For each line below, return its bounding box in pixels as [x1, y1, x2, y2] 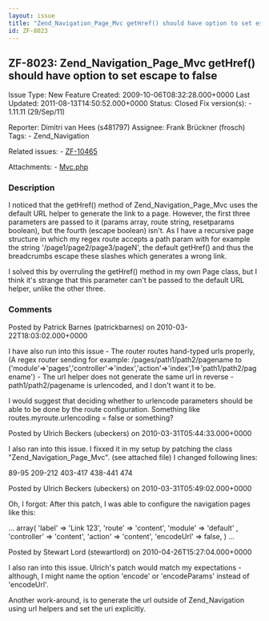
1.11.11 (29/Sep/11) [8, 107, 66, 117]
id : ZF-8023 [8, 26, 48, 34]
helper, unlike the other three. [8, 284, 106, 293]
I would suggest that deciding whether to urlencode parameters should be [8, 396, 254, 405]
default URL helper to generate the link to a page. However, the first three [8, 209, 251, 219]
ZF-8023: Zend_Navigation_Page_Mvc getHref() [8, 56, 256, 70]
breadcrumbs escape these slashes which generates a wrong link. [8, 252, 227, 261]
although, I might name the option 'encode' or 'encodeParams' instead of [8, 571, 250, 581]
